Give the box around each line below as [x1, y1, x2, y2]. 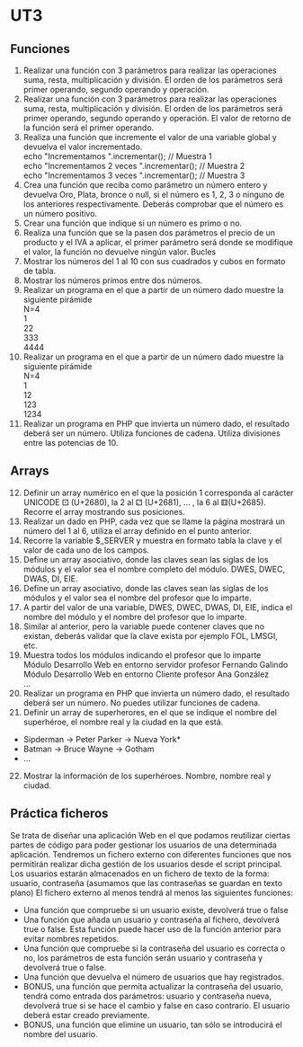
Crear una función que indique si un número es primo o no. [22, 217, 243, 228]
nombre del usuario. [22, 1028, 98, 1039]
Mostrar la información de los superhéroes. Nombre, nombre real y [22, 770, 272, 781]
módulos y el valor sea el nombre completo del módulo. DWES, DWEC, [22, 563, 286, 574]
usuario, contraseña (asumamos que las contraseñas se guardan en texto [10, 877, 282, 888]
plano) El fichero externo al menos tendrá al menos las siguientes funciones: [10, 887, 294, 898]
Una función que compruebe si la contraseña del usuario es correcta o [22, 943, 286, 954]
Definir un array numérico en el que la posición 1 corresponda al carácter [22, 487, 294, 498]
